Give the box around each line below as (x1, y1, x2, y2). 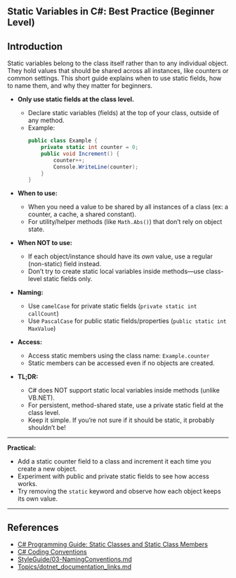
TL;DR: (17, 372, 39, 381)
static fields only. (43, 275, 93, 283)
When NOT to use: (17, 239, 72, 247)
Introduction (7, 40, 63, 52)
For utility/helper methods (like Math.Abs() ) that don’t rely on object (27, 218, 223, 226)
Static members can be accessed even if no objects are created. (27, 359, 216, 367)
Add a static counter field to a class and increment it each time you (17, 457, 211, 466)
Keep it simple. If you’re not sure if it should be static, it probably (27, 416, 215, 424)
